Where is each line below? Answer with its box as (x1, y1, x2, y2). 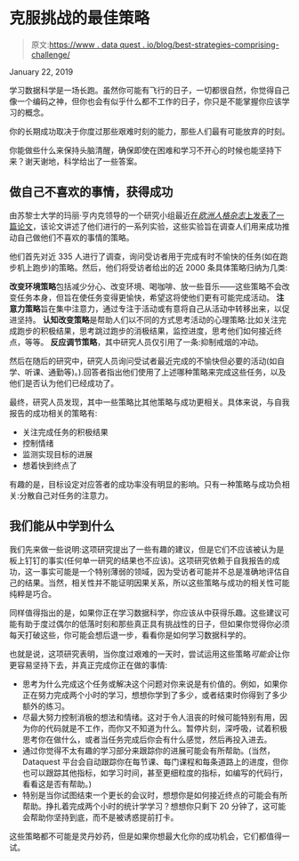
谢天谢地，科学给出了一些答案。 (24, 156, 142, 166)
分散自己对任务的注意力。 (19, 490, 114, 501)
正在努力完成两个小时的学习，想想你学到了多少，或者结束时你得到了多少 (21, 689, 287, 700)
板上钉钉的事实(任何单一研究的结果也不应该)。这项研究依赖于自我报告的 (9, 555, 273, 566)
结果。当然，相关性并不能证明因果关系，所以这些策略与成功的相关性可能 (24, 577, 290, 588)
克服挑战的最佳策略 (9, 8, 150, 28)
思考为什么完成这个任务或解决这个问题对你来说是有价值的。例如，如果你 (21, 678, 287, 689)
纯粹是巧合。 (9, 588, 56, 599)
